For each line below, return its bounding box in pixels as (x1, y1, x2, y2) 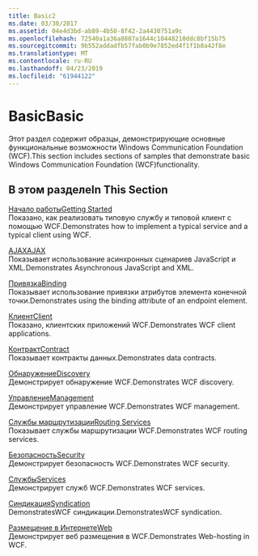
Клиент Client (8, 312, 53, 321)
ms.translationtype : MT (8, 49, 89, 57)
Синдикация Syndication (8, 499, 91, 508)
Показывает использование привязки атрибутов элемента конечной (8, 287, 247, 297)
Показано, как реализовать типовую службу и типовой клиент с (8, 213, 232, 223)
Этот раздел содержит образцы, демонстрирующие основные (8, 134, 226, 143)
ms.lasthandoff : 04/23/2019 (8, 65, 104, 73)
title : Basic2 (8, 11, 57, 20)
